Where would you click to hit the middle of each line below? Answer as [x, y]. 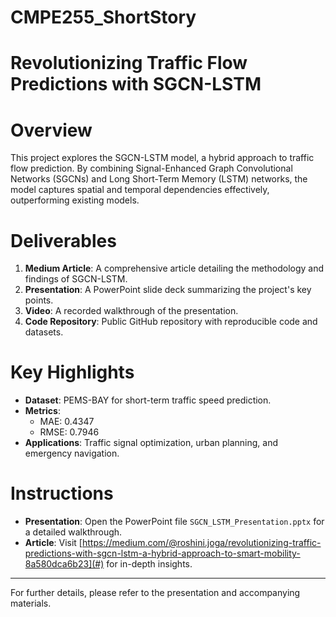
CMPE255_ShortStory [103, 17]
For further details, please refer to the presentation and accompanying [155, 593]
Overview [51, 130]
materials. [31, 603]
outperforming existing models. [75, 200]
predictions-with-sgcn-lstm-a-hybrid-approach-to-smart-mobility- [162, 553]
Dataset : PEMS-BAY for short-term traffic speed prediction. [148, 400]
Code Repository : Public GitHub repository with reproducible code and [171, 322]
